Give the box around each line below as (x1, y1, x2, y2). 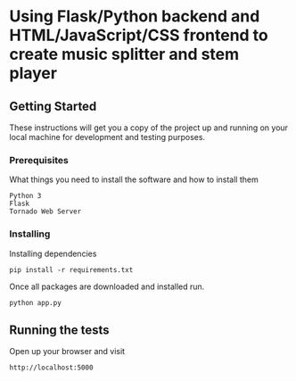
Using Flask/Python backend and (9, 6, 260, 27)
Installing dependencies (9, 248, 97, 259)
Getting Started (9, 98, 97, 113)
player (9, 63, 58, 84)
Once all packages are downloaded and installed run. (9, 281, 205, 292)
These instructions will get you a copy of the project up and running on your (9, 122, 288, 133)
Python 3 (9, 192, 42, 201)
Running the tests (9, 322, 110, 337)
